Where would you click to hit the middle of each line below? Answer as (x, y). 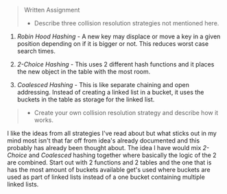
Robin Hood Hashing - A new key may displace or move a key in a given (119, 36)
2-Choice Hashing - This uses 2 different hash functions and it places (116, 64)
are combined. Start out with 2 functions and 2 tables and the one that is (109, 162)
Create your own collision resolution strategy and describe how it (126, 113)
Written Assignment (52, 10)
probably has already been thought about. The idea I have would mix (104, 148)
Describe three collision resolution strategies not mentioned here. (127, 23)
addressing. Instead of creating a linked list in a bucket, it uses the (110, 92)
